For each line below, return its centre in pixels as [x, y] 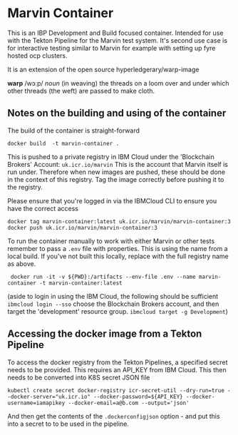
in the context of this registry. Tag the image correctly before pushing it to [116, 179]
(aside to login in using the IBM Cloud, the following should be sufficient [113, 296]
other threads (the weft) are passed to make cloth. [81, 91]
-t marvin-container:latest [81, 283]
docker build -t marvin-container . [63, 143]
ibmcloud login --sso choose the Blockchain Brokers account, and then [113, 304]
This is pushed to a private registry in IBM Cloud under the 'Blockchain [111, 157]
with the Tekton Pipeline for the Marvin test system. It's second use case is [118, 40]
